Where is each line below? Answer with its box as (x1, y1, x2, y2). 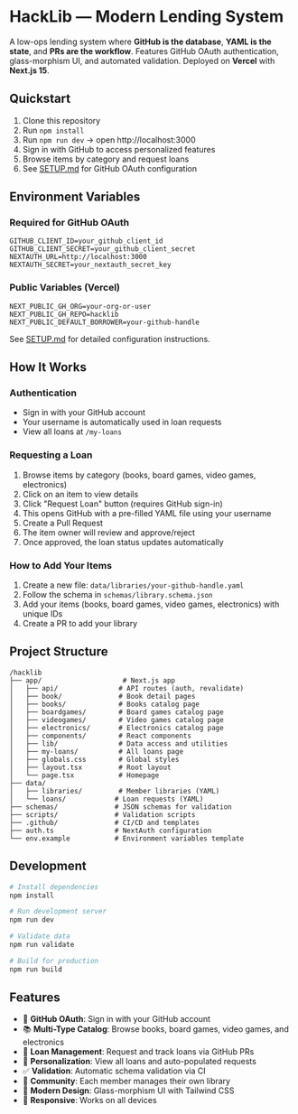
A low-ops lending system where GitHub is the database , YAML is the (9, 36, 273, 47)
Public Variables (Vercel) (9, 282, 120, 294)
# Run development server (9, 907, 107, 916)
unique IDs (22, 608, 63, 619)
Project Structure (9, 644, 108, 660)
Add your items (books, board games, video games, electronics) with (22, 599, 280, 610)
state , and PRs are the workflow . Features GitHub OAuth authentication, (9, 45, 280, 56)
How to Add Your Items (9, 559, 113, 571)
